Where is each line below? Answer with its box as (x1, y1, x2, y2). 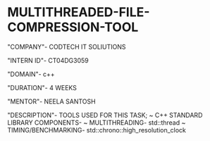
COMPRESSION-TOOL (7, 19, 139, 35)
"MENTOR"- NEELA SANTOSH (7, 97, 97, 106)
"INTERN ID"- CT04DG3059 (7, 56, 89, 64)
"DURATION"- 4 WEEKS (7, 83, 78, 92)
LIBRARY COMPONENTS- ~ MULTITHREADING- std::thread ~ (7, 118, 186, 127)
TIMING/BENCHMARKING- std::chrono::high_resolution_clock (7, 125, 187, 134)
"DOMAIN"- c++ (7, 70, 55, 78)
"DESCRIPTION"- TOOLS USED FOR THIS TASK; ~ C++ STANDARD (7, 111, 203, 119)
